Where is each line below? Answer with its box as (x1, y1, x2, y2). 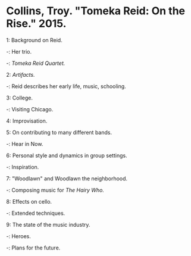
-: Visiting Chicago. (6, 105, 54, 113)
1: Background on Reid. (6, 36, 62, 43)
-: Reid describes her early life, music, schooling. (6, 82, 126, 90)
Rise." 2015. (6, 17, 67, 30)
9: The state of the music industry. (6, 221, 90, 228)
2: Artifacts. (6, 71, 35, 78)
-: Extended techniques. (6, 210, 65, 217)
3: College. (6, 94, 33, 101)
